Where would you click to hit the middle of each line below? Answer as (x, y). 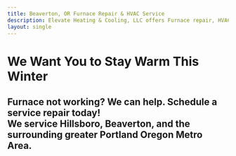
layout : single (29, 27)
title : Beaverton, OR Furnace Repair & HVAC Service (86, 14)
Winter (28, 76)
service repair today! (54, 113)
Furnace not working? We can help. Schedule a (112, 102)
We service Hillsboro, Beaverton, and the (99, 123)
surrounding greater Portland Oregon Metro (105, 135)
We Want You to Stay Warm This (103, 61)
